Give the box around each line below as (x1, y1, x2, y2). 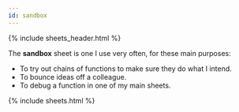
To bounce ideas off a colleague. (19, 72, 127, 81)
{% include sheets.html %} (8, 95, 95, 105)
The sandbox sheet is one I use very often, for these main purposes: (8, 48, 231, 58)
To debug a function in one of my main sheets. (19, 80, 171, 90)
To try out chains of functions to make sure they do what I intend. (19, 64, 233, 73)
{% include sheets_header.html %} (8, 33, 121, 43)
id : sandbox (8, 11, 47, 20)
